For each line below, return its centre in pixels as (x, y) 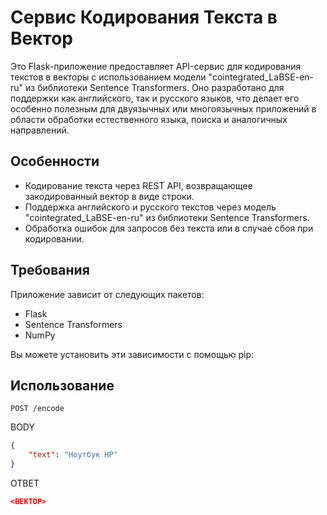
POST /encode (37, 409)
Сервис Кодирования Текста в (144, 17)
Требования (50, 270)
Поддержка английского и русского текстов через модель (150, 207)
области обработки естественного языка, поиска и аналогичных (149, 119)
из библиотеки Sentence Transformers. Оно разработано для (155, 87)
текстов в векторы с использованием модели (108, 77)
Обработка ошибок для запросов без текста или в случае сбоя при (169, 228)
